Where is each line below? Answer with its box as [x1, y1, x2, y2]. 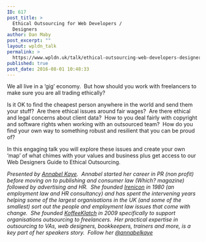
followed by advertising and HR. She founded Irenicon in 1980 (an [7, 183, 175, 191]
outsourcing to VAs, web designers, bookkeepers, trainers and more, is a [7, 222, 191, 230]
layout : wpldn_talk [7, 43, 57, 50]
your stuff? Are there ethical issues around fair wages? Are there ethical [7, 108, 191, 115]
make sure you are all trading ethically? [7, 89, 106, 97]
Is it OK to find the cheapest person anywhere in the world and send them [7, 101, 193, 108]
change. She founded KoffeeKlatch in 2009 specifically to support [7, 210, 176, 217]
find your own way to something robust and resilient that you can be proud [7, 127, 195, 135]
